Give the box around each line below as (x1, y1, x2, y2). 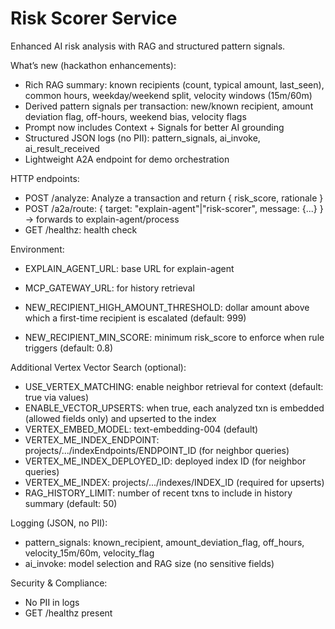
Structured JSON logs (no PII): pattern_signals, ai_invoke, (24, 132, 261, 144)
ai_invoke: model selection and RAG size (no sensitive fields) (24, 557, 275, 569)
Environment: (10, 243, 65, 255)
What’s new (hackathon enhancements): (10, 59, 177, 71)
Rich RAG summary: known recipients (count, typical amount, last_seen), (24, 78, 325, 91)
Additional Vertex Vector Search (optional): (10, 361, 187, 373)
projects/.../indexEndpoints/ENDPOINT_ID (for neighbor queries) (24, 444, 290, 456)
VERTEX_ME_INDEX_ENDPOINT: (24, 433, 160, 446)
